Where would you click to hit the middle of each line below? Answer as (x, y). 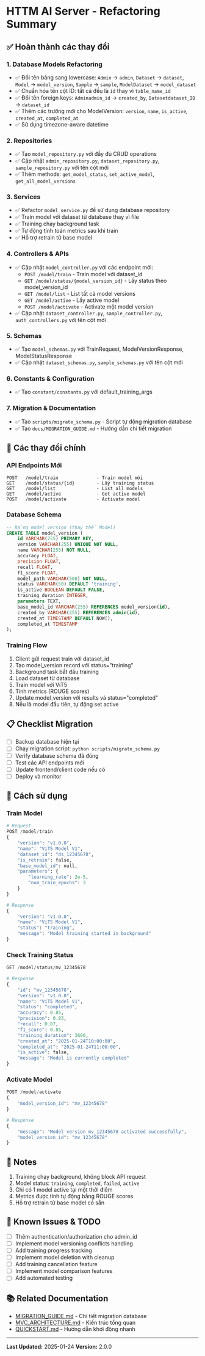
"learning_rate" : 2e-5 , (58, 877)
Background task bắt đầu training (57, 672)
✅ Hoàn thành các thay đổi (58, 47)
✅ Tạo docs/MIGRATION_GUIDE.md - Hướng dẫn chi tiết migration (93, 428)
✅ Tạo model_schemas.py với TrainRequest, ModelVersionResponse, (99, 349)
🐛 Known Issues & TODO (54, 1222)
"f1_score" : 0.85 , (41, 1030)
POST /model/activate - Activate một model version (89, 306)
